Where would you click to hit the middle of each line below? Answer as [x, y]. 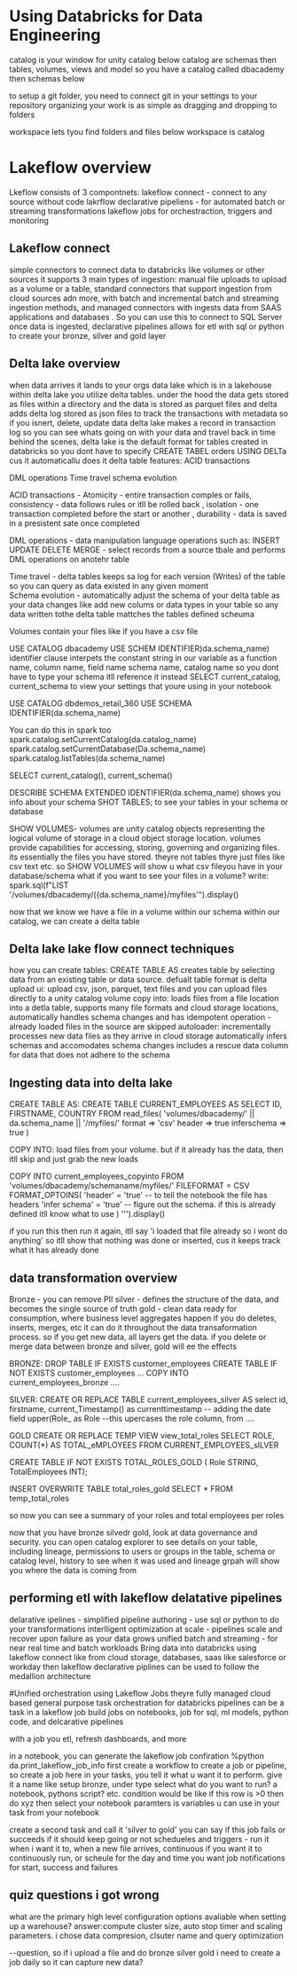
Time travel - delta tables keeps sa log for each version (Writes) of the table [148, 576]
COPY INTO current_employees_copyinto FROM [97, 1176]
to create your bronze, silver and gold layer [88, 335]
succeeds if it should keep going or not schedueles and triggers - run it [139, 1839]
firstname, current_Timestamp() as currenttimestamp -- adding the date [140, 1408]
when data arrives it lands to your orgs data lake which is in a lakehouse [141, 385]
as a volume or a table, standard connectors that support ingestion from [141, 288]
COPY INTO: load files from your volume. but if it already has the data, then [146, 1149]
